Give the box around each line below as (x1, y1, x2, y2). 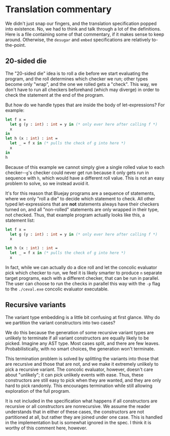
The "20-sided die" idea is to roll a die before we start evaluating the (5, 70, 149, 76)
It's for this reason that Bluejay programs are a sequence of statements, (5, 190, 155, 196)
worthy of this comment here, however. (5, 425, 87, 431)
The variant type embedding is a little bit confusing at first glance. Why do (5, 314, 160, 320)
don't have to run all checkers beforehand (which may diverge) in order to (5, 86, 160, 93)
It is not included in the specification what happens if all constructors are (5, 398, 158, 404)
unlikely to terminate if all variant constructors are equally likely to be (5, 335, 149, 341)
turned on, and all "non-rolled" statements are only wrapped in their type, (5, 206, 159, 212)
